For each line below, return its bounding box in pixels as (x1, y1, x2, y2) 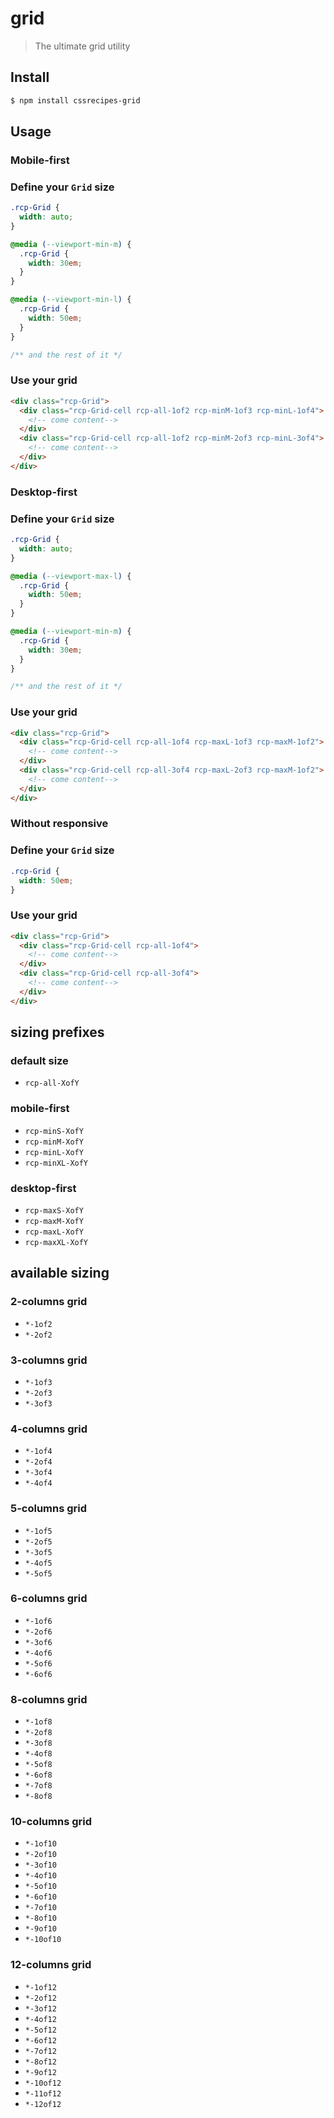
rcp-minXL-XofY (24, 1158, 89, 1168)
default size (10, 1054, 69, 1067)
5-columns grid (10, 1502, 88, 1516)
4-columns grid (10, 1422, 88, 1436)
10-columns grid (10, 1815, 92, 1829)
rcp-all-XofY (24, 1078, 80, 1089)
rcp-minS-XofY (24, 1126, 84, 1136)
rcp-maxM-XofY (24, 1216, 84, 1226)
